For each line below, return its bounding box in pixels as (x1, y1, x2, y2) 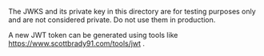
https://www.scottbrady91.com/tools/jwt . (8, 39, 146, 48)
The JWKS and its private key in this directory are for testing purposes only (8, 7, 256, 16)
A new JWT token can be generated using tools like (8, 31, 178, 39)
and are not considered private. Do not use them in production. (8, 15, 216, 24)
